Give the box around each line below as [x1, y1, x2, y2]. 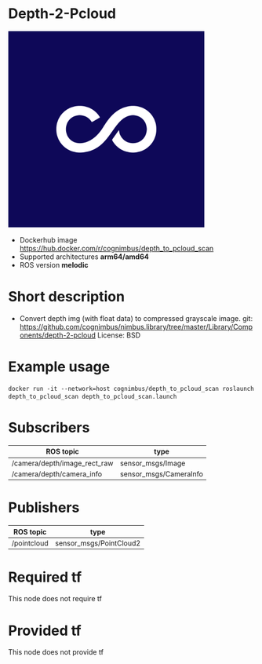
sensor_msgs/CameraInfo [120, 469, 204, 479]
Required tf [8, 568, 82, 586]
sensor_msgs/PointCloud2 [54, 538, 141, 548]
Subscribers [8, 419, 90, 436]
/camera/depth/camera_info [11, 469, 103, 479]
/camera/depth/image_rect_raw [11, 458, 114, 468]
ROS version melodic [19, 260, 89, 269]
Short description [8, 288, 126, 306]
